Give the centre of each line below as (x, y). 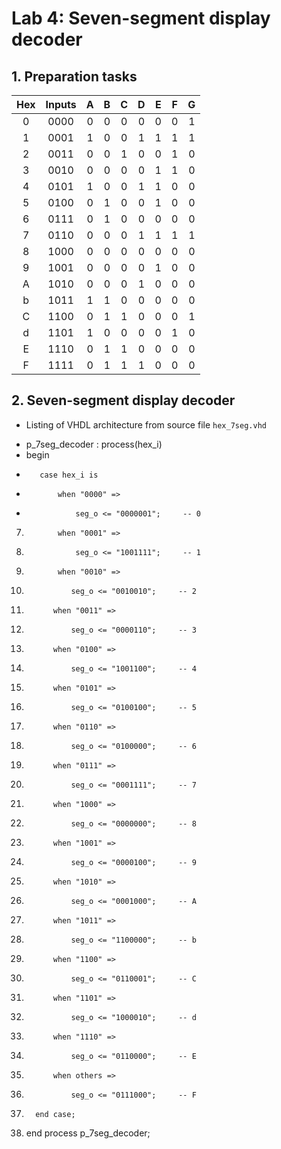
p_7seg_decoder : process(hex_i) (94, 444)
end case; (55, 1114)
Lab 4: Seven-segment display (141, 18)
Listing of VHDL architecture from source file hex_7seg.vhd (146, 424)
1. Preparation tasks (74, 76)
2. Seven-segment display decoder (123, 400)
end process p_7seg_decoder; (88, 1133)
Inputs (61, 104)
